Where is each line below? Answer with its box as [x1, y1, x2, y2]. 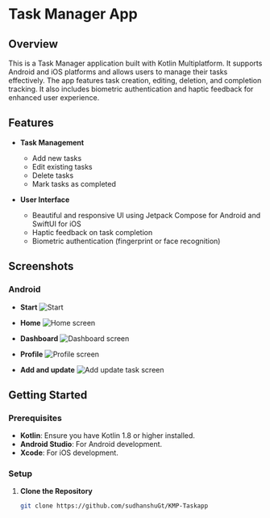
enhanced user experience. [8, 93, 100, 102]
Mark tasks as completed [31, 179, 117, 188]
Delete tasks [31, 171, 74, 180]
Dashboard [19, 333, 59, 343]
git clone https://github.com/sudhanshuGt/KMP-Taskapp [19, 502, 209, 510]
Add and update [19, 364, 75, 374]
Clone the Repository [19, 486, 93, 496]
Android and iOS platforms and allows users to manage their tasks [8, 67, 228, 77]
